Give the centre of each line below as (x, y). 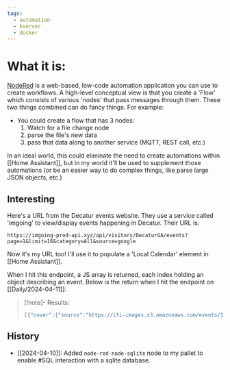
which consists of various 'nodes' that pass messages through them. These (114, 100)
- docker (26, 33)
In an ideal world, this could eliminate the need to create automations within (114, 156)
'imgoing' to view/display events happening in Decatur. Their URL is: (103, 223)
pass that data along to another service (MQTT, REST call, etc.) (116, 143)
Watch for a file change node (68, 128)
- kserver (27, 26)
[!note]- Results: (47, 303)
